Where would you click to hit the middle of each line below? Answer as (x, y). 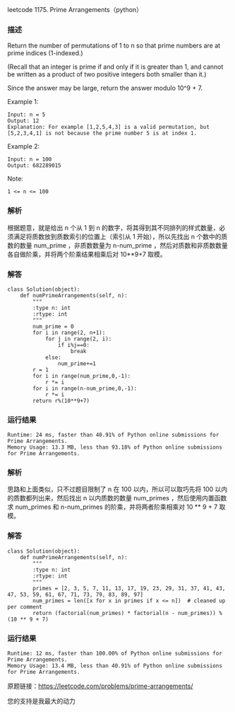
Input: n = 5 (26, 115)
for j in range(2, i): (78, 339)
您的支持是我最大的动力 (41, 701)
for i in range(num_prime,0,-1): (82, 376)
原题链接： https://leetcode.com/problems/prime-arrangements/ (100, 686)
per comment (25, 607)
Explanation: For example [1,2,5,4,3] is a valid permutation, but (109, 127)
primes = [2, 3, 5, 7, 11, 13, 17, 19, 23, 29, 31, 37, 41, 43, (129, 588)
